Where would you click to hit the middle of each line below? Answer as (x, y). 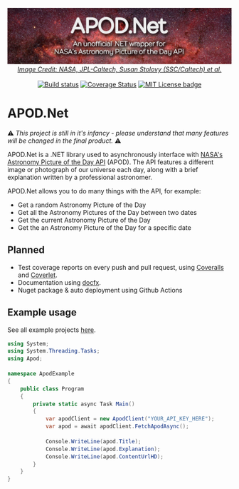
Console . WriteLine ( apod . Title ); (93, 441)
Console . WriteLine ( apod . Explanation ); (103, 449)
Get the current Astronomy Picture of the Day (84, 220)
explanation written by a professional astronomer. (80, 177)
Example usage (42, 312)
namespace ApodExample (41, 374)
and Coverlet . (38, 275)
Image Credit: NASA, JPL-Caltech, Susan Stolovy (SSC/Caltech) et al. (119, 69)
